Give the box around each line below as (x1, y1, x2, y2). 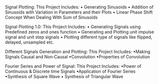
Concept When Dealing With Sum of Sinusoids (5, 15, 98, 20)
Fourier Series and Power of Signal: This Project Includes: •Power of (5, 63, 142, 69)
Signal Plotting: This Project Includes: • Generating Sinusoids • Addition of (5, 4, 154, 10)
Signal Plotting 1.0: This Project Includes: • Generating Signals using (5, 24, 141, 30)
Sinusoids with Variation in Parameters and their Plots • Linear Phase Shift (5, 9, 153, 15)
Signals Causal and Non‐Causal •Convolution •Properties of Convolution (5, 54, 150, 60)
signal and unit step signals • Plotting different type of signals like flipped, (5, 34, 153, 40)
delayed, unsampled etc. (5, 39, 54, 45)
